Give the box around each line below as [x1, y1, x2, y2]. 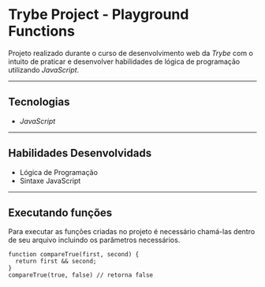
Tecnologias [8, 95, 70, 109]
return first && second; [15, 258, 97, 266]
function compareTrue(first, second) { [8, 251, 140, 259]
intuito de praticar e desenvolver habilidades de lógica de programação [8, 57, 241, 66]
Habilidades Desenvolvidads [8, 147, 152, 160]
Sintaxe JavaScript [19, 176, 81, 185]
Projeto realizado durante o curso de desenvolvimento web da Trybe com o [8, 48, 254, 58]
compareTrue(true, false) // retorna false [8, 271, 154, 279]
